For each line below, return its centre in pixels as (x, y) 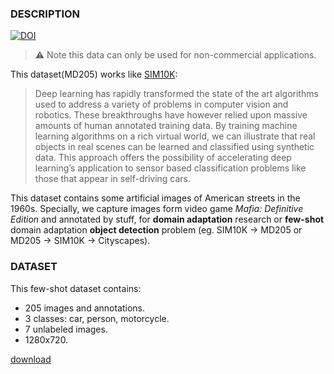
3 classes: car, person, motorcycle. (97, 318)
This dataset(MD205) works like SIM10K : (94, 74)
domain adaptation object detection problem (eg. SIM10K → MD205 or (156, 230)
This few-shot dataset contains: (76, 288)
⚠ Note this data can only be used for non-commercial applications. (175, 55)
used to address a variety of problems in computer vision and (161, 104)
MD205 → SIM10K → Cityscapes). (80, 241)
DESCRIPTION (45, 14)
